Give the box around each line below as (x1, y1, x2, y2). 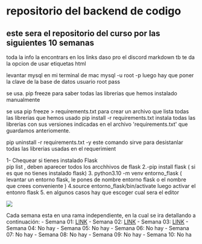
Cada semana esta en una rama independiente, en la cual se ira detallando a (6, 212, 196, 219)
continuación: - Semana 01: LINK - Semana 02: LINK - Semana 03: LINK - (6, 218, 189, 225)
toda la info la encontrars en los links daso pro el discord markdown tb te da (6, 54, 195, 61)
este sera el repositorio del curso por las (6, 28, 161, 39)
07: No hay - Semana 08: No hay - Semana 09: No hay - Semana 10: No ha (6, 231, 192, 238)
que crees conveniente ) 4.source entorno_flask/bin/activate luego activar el (6, 183, 196, 189)
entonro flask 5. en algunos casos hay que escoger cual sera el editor (6, 189, 180, 196)
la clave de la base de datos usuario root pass (6, 78, 121, 85)
